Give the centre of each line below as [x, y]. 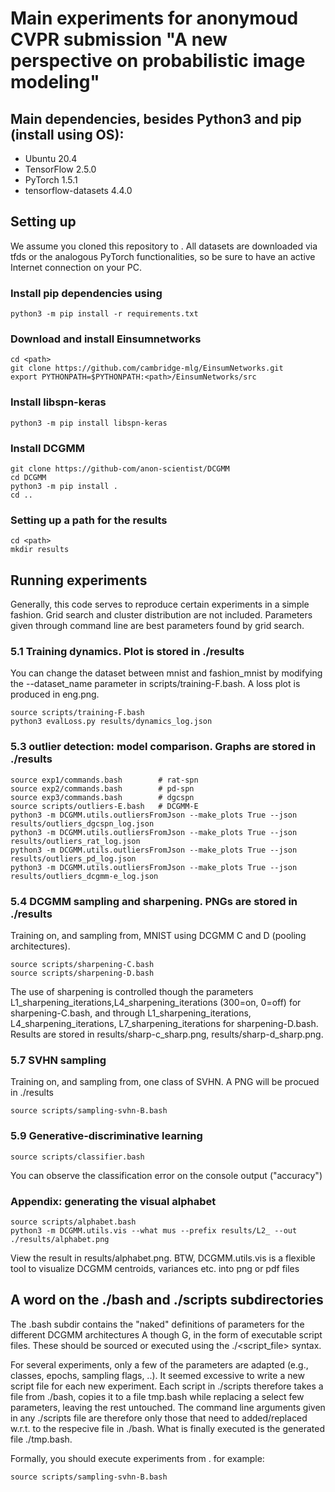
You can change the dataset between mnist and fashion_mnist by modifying [166, 673]
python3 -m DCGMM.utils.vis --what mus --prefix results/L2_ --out [154, 1230]
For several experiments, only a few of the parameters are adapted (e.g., [159, 1364]
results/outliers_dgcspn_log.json [82, 823]
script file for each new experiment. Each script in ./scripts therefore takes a [167, 1386]
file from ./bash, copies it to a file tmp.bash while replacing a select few [157, 1396]
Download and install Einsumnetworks [106, 339]
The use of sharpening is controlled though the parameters [132, 991]
